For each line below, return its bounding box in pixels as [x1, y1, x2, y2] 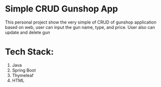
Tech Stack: [5, 47, 54, 57]
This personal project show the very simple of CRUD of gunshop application [5, 19, 157, 25]
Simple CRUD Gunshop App [5, 3, 118, 14]
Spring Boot [12, 67, 36, 73]
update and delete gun [5, 29, 50, 35]
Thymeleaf [12, 72, 34, 78]
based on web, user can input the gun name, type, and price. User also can [5, 24, 155, 30]
